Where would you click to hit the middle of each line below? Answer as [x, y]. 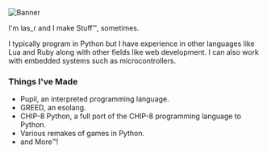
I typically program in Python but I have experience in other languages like [132, 43]
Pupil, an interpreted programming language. [94, 99]
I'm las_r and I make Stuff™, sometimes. [74, 28]
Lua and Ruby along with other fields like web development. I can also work [134, 52]
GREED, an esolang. [53, 108]
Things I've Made [43, 81]
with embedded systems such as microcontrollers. [92, 61]
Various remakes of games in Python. [82, 134]
